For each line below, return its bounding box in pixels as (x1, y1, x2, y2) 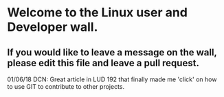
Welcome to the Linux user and (7, 5, 188, 20)
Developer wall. (7, 19, 98, 35)
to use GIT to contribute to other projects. (7, 83, 125, 90)
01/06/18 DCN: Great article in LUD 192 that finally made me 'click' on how (7, 75, 217, 83)
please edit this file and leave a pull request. (7, 57, 199, 69)
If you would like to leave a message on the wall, (7, 46, 217, 58)
